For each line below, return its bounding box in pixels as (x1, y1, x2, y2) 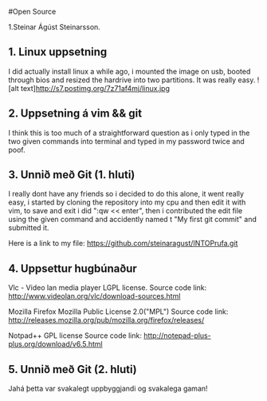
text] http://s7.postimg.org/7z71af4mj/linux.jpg (21, 83, 170, 93)
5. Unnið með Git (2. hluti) (8, 363, 137, 376)
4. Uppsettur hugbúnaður (8, 261, 137, 275)
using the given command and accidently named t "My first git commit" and (8, 215, 257, 224)
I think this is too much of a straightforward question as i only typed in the (8, 128, 250, 137)
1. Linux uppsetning (8, 46, 108, 59)
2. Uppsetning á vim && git (8, 107, 142, 121)
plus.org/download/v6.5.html (8, 339, 103, 349)
